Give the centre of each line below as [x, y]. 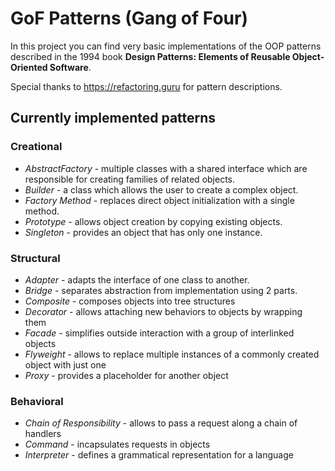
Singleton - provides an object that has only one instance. [143, 232]
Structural [35, 258]
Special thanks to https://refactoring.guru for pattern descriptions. [146, 86]
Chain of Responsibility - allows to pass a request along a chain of [161, 423]
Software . [70, 67]
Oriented [29, 67]
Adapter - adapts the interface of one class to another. [137, 279]
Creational [36, 147]
